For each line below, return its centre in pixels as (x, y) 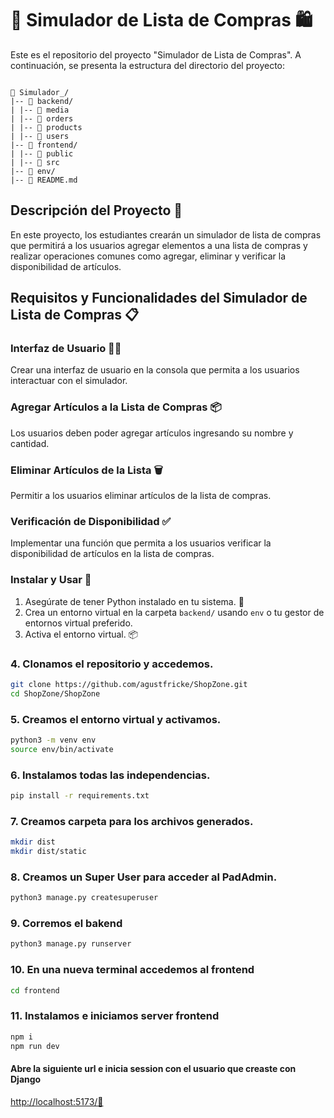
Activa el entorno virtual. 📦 (81, 634)
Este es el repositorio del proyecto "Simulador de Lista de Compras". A (156, 54)
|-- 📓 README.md (44, 180)
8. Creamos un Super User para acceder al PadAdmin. (144, 877)
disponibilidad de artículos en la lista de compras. (112, 554)
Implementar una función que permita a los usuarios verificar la (141, 543)
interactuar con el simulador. (69, 381)
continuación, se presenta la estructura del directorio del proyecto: (148, 65)
